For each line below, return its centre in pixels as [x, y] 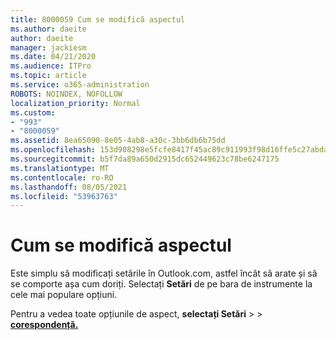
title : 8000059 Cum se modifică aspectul [98, 19]
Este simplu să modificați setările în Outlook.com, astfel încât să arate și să [164, 273]
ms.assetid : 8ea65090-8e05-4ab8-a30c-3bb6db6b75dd [118, 141]
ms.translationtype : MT [60, 168]
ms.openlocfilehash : [53, 150]
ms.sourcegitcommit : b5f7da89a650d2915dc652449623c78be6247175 [145, 159]
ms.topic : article [48, 76]
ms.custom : [33, 112]
